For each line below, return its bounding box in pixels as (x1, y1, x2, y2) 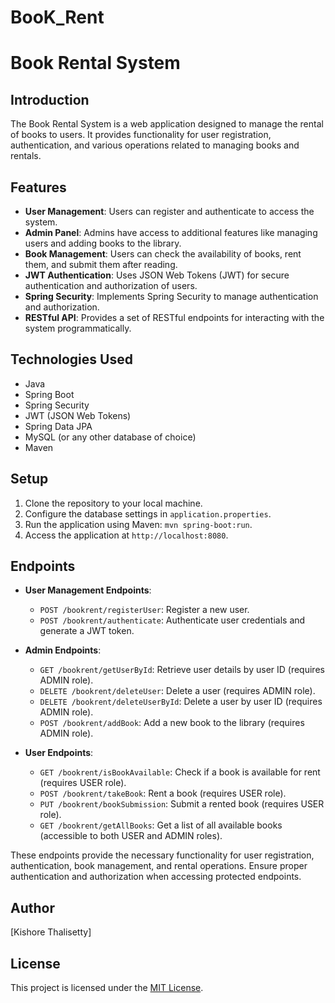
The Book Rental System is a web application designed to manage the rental (10, 118, 324, 130)
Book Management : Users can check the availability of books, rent (24, 248, 302, 260)
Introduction (10, 91, 90, 108)
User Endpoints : (24, 747, 94, 759)
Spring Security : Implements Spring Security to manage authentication (24, 291, 319, 302)
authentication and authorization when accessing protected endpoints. (10, 871, 302, 883)
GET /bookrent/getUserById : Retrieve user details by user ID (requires (39, 664, 325, 676)
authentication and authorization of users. (24, 280, 198, 291)
